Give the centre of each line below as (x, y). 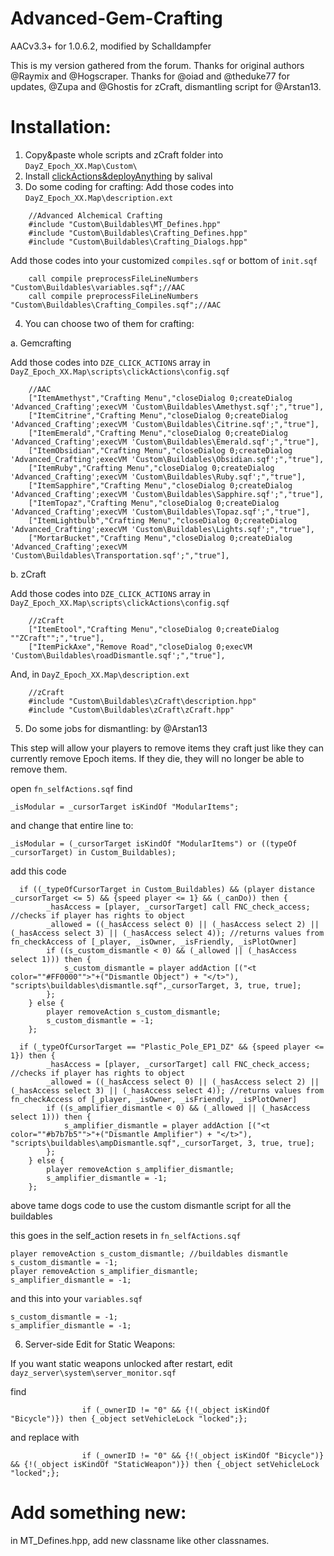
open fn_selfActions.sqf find (71, 788)
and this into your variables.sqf (76, 1298)
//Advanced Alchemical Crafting (95, 215)
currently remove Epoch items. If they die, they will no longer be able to (157, 758)
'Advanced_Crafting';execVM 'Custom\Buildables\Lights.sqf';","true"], (162, 529)
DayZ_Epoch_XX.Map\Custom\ (81, 166)
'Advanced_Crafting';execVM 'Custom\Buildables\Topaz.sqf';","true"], (160, 512)
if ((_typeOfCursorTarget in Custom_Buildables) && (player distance (167, 889)
